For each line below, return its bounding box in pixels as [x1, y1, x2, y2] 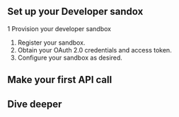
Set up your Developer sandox [7, 6, 144, 18]
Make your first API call [7, 74, 112, 86]
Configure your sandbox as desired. [17, 53, 122, 62]
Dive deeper [7, 98, 62, 110]
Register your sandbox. [17, 38, 86, 47]
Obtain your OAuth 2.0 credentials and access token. [17, 45, 172, 54]
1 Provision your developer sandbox [7, 24, 112, 33]
